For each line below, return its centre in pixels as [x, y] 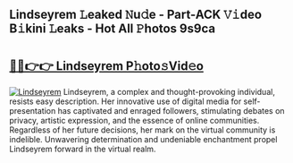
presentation [33, 111]
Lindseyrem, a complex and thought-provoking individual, [169, 92]
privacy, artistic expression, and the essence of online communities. [134, 120]
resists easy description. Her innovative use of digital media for [126, 101]
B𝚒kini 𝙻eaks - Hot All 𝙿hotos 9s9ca [113, 29]
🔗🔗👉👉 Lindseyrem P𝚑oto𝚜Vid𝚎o [106, 66]
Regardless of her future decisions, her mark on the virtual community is [142, 130]
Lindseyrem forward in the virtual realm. [83, 149]
